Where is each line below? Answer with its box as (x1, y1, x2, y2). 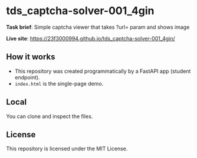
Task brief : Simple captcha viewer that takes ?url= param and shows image (6, 23, 190, 31)
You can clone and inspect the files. (6, 113, 93, 120)
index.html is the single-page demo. (14, 80, 104, 87)
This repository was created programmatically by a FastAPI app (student (14, 68, 191, 75)
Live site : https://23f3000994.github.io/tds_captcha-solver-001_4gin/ (6, 35, 175, 42)
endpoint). (14, 73, 40, 80)
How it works (6, 52, 55, 62)
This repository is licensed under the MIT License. (6, 145, 128, 152)
